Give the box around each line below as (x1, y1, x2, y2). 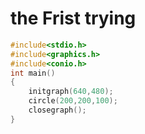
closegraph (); (28, 105, 87, 116)
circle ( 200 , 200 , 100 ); (28, 96, 118, 106)
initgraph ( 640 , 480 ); (28, 87, 114, 97)
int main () (10, 68, 56, 78)
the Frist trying (10, 7, 137, 30)
